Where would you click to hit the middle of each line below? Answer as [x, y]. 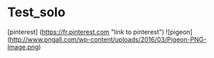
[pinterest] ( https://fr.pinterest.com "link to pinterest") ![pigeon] [100, 32]
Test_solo [37, 12]
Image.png [23, 47]
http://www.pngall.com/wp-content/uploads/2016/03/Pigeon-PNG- [108, 39]
